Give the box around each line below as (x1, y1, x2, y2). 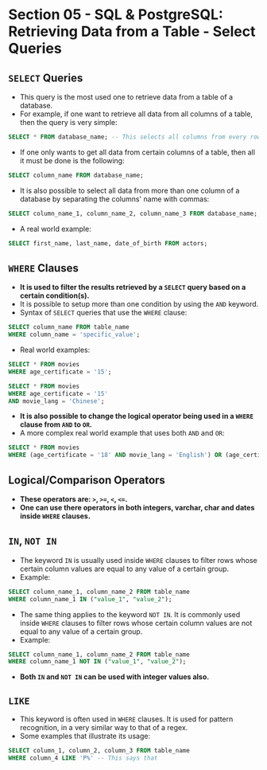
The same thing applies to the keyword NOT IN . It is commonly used (19, 609, 241, 619)
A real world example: (19, 224, 91, 233)
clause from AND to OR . (19, 420, 93, 429)
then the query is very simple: (19, 118, 118, 127)
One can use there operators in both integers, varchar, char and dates (19, 503, 255, 512)
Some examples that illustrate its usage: (19, 731, 151, 741)
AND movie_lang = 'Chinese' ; (8, 397, 105, 405)
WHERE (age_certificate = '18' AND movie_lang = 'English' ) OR (8, 451, 222, 459)
